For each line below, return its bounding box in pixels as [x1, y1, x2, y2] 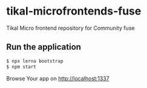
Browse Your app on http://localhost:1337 [6, 75, 110, 82]
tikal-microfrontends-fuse [6, 4, 142, 18]
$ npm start [6, 64, 36, 70]
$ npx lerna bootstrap [6, 58, 64, 64]
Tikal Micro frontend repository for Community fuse [6, 24, 135, 32]
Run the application [6, 42, 82, 52]
